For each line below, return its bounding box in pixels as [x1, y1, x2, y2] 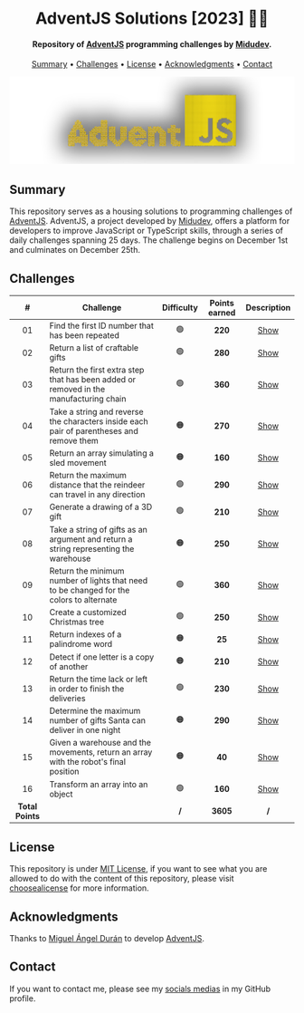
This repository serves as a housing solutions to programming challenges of [9, 206, 293, 217]
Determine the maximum [49, 706, 141, 717]
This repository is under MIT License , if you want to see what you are [9, 863, 268, 874]
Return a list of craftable [49, 342, 138, 353]
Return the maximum [49, 470, 127, 481]
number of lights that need [49, 574, 148, 585]
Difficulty [162, 303, 199, 314]
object [49, 788, 73, 799]
